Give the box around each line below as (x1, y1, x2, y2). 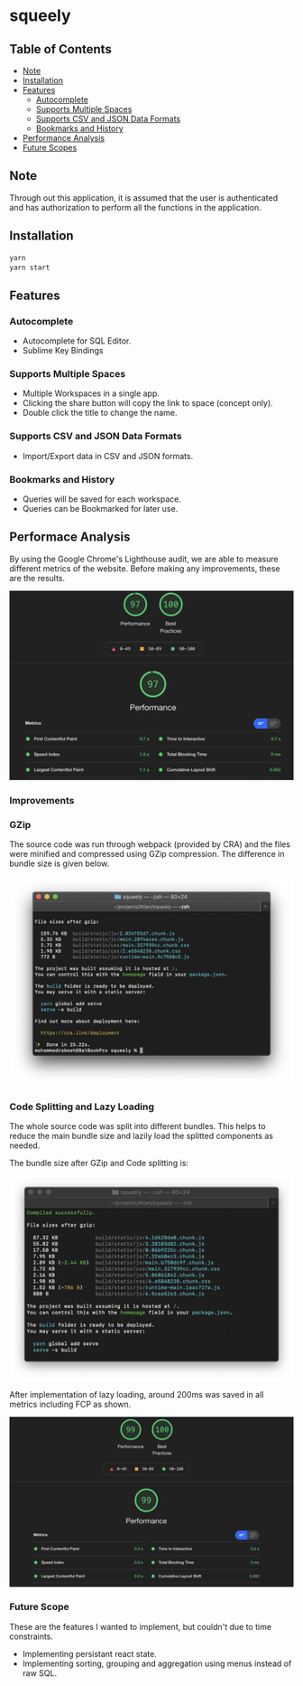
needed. (9, 1140, 41, 1151)
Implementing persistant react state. (22, 1648, 158, 1659)
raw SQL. (22, 1667, 57, 1678)
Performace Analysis (9, 530, 131, 545)
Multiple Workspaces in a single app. (22, 388, 161, 399)
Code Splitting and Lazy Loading (9, 1100, 155, 1113)
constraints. (9, 1631, 54, 1642)
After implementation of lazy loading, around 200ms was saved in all (9, 1389, 264, 1400)
